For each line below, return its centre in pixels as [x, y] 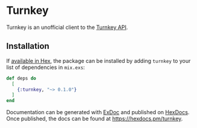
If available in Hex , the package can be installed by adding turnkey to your [98, 60]
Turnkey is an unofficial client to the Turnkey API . [67, 27]
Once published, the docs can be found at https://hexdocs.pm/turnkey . [95, 119]
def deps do [21, 78]
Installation [28, 46]
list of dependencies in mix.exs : [46, 67]
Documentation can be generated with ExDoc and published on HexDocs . [98, 112]
